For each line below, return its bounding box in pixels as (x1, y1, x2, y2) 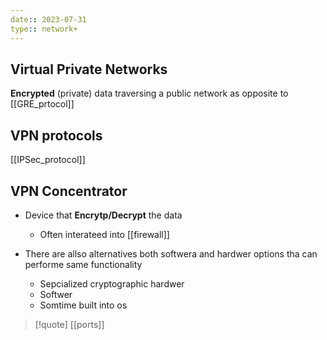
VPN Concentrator (10, 182, 128, 200)
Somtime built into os (39, 299, 128, 311)
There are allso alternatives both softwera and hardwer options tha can (24, 247, 318, 260)
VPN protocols (10, 127, 103, 144)
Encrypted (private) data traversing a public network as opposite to (10, 87, 289, 100)
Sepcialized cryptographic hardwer (39, 277, 185, 290)
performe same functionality (24, 258, 143, 270)
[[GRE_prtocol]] (10, 98, 75, 110)
